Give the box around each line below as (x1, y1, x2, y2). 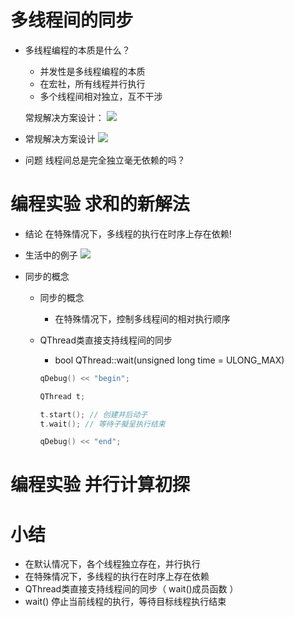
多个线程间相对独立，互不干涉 (39, 90, 163, 102)
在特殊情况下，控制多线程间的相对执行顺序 (54, 312, 231, 325)
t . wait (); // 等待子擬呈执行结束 (39, 419, 166, 429)
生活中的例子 (24, 249, 78, 261)
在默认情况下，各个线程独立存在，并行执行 (24, 558, 201, 570)
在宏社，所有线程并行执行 (39, 77, 146, 90)
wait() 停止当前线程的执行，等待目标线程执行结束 (24, 596, 227, 608)
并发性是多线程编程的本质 (39, 65, 146, 77)
